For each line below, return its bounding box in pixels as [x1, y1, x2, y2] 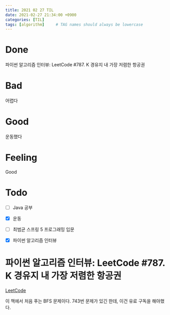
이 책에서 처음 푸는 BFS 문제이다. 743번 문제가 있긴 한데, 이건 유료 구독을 [5, 298, 151, 304]
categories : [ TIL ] [5, 17, 45, 22]
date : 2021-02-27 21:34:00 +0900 [5, 12, 77, 17]
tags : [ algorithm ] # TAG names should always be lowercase [5, 22, 143, 27]
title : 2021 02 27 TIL [5, 7, 54, 13]
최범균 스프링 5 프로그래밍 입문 [12, 227, 75, 233]
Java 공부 [12, 204, 33, 211]
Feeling [5, 152, 37, 163]
